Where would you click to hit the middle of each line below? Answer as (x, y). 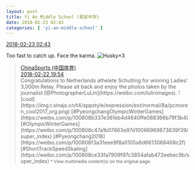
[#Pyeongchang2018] (79, 136)
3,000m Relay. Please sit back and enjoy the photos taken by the (98, 87)
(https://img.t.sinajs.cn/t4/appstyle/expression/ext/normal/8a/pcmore (104, 105)
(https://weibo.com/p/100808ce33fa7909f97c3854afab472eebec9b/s (105, 155)
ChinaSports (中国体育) (48, 68)
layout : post (22, 11)
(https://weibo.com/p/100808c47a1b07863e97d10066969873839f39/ (104, 130)
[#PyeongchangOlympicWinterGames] (117, 112)
